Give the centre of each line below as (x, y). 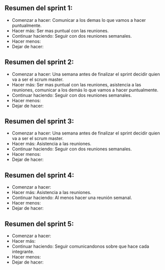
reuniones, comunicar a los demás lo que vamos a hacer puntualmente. (85, 90)
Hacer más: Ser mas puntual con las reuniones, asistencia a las (76, 84)
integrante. (23, 252)
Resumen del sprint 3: (39, 121)
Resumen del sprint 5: (39, 224)
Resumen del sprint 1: (39, 8)
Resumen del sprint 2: (39, 62)
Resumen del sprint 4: (40, 175)
